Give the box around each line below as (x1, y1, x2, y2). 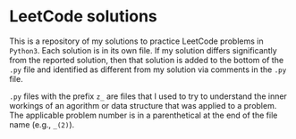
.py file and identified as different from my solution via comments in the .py (9, 64, 287, 75)
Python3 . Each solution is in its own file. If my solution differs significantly (9, 45, 277, 55)
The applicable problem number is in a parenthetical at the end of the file (9, 110, 278, 120)
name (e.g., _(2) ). (9, 119, 75, 130)
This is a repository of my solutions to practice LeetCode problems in (9, 36, 264, 46)
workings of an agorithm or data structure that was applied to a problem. (9, 100, 277, 110)
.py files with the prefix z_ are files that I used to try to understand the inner (9, 91, 288, 102)
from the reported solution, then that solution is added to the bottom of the (9, 54, 284, 65)
